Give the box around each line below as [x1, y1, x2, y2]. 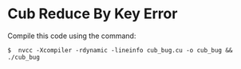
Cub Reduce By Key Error [7, 5, 178, 23]
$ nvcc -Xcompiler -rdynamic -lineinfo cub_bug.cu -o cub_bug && [7, 46, 233, 54]
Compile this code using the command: [7, 31, 136, 40]
